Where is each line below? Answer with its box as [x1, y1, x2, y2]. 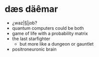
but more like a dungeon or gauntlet [19, 41, 94, 47]
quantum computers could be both [12, 25, 84, 31]
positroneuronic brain [12, 46, 57, 52]
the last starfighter [12, 36, 51, 42]
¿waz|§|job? [12, 20, 37, 26]
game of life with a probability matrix [12, 30, 88, 36]
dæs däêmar [5, 3, 58, 15]
